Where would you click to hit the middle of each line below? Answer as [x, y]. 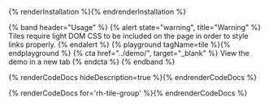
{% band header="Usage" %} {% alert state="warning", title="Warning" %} [135, 27]
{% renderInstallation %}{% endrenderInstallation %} [98, 12]
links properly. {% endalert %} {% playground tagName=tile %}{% [119, 45]
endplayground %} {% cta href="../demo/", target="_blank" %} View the [129, 53]
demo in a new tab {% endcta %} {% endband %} [92, 61]
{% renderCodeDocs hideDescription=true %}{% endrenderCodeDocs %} [133, 77]
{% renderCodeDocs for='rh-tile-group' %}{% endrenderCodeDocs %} [128, 93]
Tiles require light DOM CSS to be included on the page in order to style [128, 36]
